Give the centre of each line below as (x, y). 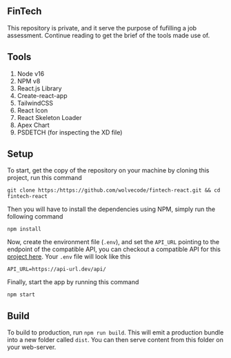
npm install (24, 229)
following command (35, 217)
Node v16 (31, 73)
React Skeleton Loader (49, 117)
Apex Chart (33, 125)
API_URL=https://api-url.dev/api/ (57, 269)
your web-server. (32, 347)
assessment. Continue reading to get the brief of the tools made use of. (109, 35)
